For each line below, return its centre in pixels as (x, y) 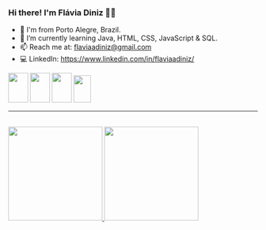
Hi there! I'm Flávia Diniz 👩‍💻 (62, 13)
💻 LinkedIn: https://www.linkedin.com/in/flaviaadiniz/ (107, 59)
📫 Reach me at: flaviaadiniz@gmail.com (85, 47)
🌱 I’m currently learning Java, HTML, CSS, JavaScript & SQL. (119, 38)
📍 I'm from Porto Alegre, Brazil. (70, 30)
